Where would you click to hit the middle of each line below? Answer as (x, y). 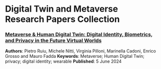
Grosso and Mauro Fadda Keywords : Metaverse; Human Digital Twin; (75, 56)
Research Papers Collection (62, 19)
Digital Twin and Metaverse (61, 9)
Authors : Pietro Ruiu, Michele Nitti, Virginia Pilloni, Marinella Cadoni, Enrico (80, 51)
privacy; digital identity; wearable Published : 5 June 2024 (63, 61)
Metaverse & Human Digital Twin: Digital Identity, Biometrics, (79, 34)
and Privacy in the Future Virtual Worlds (53, 41)
